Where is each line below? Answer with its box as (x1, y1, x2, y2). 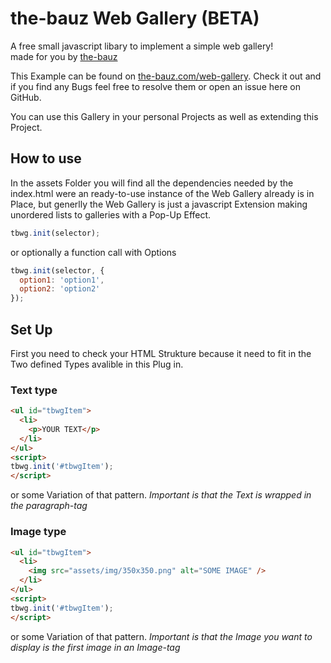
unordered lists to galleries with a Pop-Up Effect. (10, 208, 212, 221)
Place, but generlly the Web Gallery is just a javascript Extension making (10, 198, 308, 210)
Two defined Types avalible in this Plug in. (10, 358, 184, 370)
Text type (10, 383, 58, 397)
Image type (10, 525, 67, 539)
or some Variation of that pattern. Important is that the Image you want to (10, 630, 313, 642)
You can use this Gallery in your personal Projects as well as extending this (10, 110, 319, 122)
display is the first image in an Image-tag (10, 641, 181, 653)
